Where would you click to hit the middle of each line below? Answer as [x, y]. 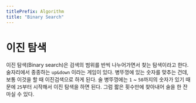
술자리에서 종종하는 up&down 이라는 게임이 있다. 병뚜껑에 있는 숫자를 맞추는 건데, [97, 72]
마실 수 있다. [20, 94]
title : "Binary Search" [35, 17]
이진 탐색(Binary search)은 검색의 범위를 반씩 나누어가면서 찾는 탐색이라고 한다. [97, 65]
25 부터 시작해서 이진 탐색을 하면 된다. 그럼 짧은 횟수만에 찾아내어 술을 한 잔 [102, 87]
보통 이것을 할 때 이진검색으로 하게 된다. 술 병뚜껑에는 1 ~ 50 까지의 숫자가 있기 [95, 80]
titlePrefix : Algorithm [35, 11]
